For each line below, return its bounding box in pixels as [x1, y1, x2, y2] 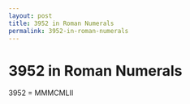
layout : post [8, 11, 53, 20]
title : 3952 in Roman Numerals [8, 19, 114, 27]
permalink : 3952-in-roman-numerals [8, 27, 129, 35]
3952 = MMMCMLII [8, 88, 74, 98]
